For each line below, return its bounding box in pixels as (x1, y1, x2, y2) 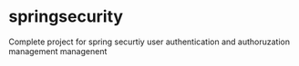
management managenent (8, 45, 108, 56)
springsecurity (8, 6, 124, 27)
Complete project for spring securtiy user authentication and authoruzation (8, 36, 291, 47)
